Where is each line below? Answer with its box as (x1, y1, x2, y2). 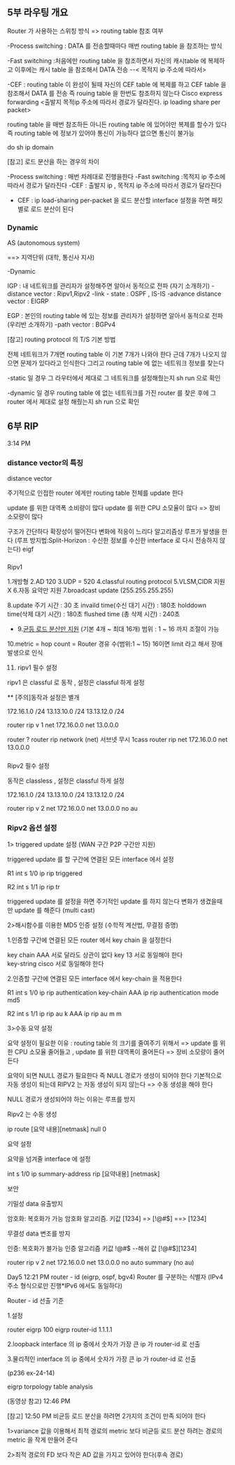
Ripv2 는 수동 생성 (7, 1110, 57, 1118)
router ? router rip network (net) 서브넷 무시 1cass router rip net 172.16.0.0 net (7, 736, 228, 744)
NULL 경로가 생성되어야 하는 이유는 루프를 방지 (7, 1095, 136, 1103)
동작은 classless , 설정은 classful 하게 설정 (7, 776, 124, 785)
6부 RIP (7, 420, 39, 432)
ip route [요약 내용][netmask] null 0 (7, 1125, 107, 1134)
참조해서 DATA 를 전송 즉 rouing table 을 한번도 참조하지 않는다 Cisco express (7, 88, 222, 97)
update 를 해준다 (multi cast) (14, 906, 96, 915)
